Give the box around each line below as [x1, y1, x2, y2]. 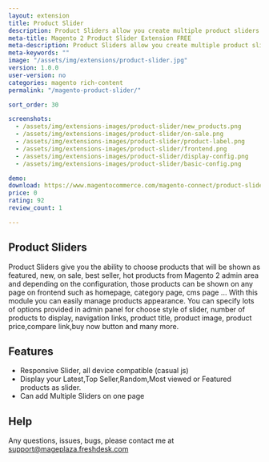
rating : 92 [8, 197, 45, 205]
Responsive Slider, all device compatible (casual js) [19, 366, 190, 376]
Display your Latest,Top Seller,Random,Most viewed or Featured [19, 374, 232, 384]
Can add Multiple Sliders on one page [19, 392, 145, 401]
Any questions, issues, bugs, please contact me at [8, 436, 175, 445]
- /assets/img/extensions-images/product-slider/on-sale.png [15, 130, 224, 139]
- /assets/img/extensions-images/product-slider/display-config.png [15, 152, 249, 160]
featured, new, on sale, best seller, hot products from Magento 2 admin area [8, 270, 259, 280]
